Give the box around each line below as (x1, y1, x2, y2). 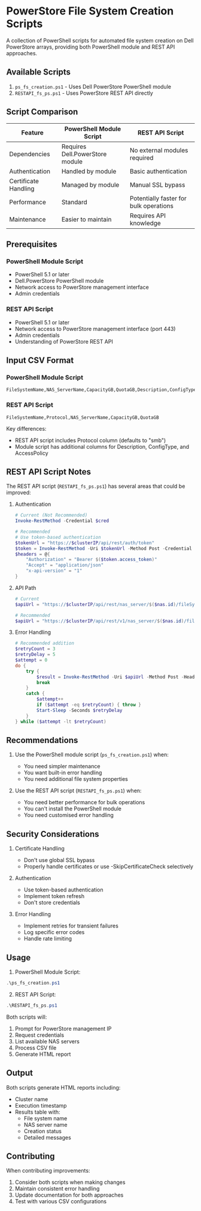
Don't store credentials (23, 899, 81, 906)
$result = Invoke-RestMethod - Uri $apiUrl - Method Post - (36, 674, 184, 680)
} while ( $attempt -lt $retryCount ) (14, 718, 106, 724)
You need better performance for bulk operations (23, 799, 145, 806)
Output (6, 1068, 33, 1078)
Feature (21, 128, 44, 136)
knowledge (129, 219, 162, 227)
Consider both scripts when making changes (14, 1179, 126, 1186)
